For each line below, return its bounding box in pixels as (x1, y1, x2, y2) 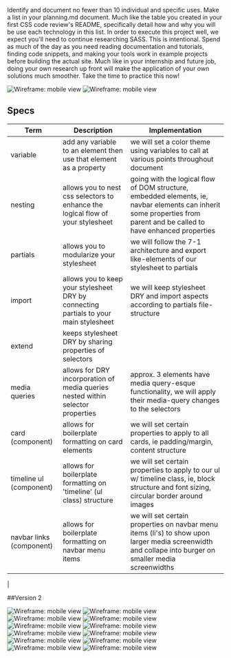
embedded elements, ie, (130, 191, 208, 201)
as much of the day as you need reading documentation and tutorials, (7, 43, 204, 50)
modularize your (63, 249, 115, 259)
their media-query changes (130, 395, 220, 405)
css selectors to (63, 191, 114, 201)
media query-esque (130, 378, 196, 388)
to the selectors (130, 404, 181, 413)
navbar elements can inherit (130, 200, 221, 209)
